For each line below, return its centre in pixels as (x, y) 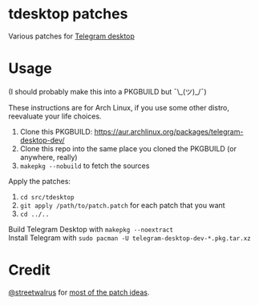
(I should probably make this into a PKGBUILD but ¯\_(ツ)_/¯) (107, 91)
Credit (29, 270)
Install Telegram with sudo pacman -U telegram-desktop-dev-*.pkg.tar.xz (129, 238)
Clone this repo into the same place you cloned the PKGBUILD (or (128, 148)
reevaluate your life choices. (55, 116)
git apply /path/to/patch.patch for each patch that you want (123, 205)
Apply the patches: (39, 181)
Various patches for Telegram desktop (71, 36)
